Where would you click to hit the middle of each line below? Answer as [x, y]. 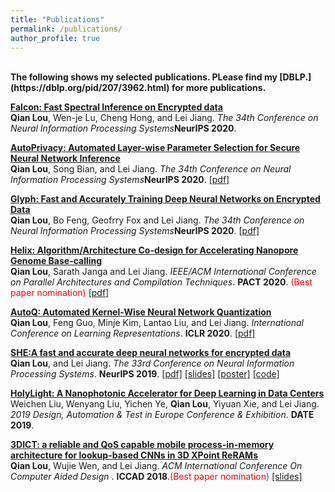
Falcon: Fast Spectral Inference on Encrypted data [116, 107]
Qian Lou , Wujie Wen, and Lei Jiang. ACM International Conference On [156, 466]
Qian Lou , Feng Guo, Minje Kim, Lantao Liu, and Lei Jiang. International [157, 323]
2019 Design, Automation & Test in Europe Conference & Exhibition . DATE [162, 415]
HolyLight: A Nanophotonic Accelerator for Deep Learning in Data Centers [167, 393]
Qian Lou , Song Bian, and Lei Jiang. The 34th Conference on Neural [151, 169]
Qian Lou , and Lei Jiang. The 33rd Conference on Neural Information [152, 363]
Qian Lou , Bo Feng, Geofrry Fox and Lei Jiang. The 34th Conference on [157, 220]
